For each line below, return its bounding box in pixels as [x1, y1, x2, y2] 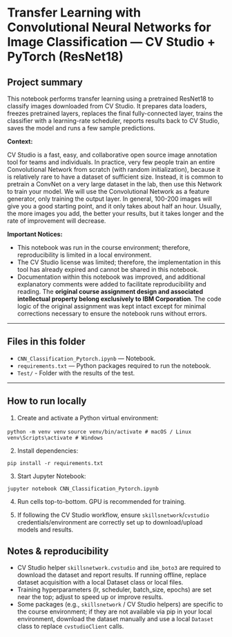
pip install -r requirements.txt [7, 460, 104, 467]
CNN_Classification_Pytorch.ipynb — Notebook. [17, 354, 156, 362]
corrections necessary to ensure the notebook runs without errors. [17, 309, 207, 317]
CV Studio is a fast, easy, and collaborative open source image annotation [7, 150, 217, 159]
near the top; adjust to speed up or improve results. [17, 593, 164, 601]
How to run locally [7, 395, 87, 407]
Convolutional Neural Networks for [7, 19, 212, 35]
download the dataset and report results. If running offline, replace [17, 571, 207, 579]
